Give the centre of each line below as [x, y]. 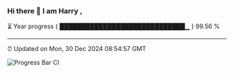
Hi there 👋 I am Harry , [45, 11]
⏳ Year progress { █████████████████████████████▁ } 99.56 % [114, 26]
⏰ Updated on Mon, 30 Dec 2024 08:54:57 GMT [77, 49]
